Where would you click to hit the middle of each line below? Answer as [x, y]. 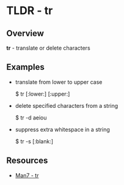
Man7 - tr [27, 175]
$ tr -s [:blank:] [34, 141]
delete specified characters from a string [67, 105]
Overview [25, 33]
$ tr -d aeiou [31, 118]
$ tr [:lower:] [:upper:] [42, 94]
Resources [27, 161]
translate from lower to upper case [59, 82]
